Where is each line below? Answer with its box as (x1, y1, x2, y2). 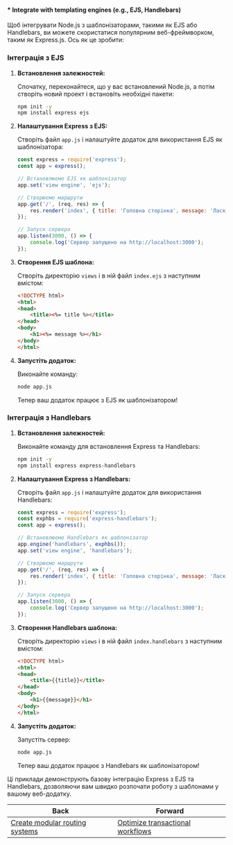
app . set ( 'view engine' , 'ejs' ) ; (17, 181, 111, 189)
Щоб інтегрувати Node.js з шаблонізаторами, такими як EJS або (7, 21, 198, 29)
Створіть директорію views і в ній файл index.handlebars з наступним (17, 637, 223, 645)
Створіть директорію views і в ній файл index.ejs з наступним (17, 271, 201, 280)
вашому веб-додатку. (7, 789, 71, 798)
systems (10, 826, 38, 836)
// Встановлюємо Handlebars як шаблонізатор (17, 534, 148, 541)
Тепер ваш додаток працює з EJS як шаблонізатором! (17, 395, 178, 404)
